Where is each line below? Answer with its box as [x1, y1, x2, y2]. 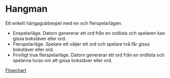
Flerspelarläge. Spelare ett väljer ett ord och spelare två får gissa [12, 41, 150, 47]
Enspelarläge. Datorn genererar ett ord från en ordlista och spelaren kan [12, 30, 165, 36]
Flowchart [5, 67, 27, 73]
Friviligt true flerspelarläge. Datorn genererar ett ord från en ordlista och [12, 52, 165, 58]
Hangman [5, 3, 48, 15]
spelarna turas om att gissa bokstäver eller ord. [12, 57, 113, 63]
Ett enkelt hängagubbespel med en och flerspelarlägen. [5, 20, 123, 26]
